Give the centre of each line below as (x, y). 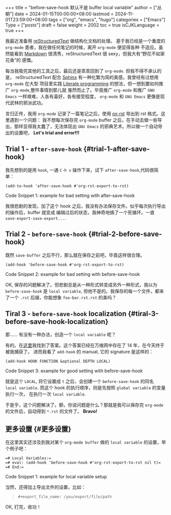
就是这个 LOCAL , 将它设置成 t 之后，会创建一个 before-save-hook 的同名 (80, 381)
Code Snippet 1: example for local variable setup (56, 477)
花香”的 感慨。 (20, 60)
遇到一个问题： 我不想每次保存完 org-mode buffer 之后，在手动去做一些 (83, 120)
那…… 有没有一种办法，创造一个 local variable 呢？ (61, 334)
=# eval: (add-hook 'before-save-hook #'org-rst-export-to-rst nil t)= (83, 463)
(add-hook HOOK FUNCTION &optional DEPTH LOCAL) (58, 362)
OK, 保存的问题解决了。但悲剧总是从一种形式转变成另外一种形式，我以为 (81, 285)
